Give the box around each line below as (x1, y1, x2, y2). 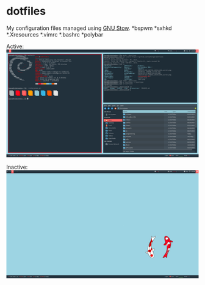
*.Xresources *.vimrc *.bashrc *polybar (6, 30, 104, 38)
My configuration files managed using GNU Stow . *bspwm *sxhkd (6, 24, 172, 32)
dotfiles (6, 4, 46, 18)
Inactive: (6, 163, 28, 171)
